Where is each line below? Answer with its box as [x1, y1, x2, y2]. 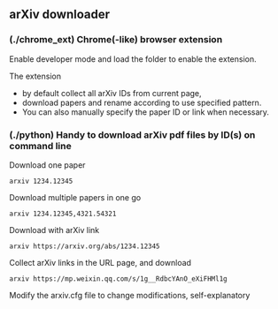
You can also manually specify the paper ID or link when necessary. [21, 106, 270, 117]
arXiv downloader [9, 7, 111, 22]
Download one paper [9, 159, 86, 170]
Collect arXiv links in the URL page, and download [9, 257, 192, 268]
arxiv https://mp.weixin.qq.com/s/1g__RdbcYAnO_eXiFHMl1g [9, 274, 228, 283]
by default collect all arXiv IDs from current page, [21, 87, 202, 98]
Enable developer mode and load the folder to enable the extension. [9, 53, 257, 64]
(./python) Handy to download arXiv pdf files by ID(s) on [9, 128, 256, 140]
